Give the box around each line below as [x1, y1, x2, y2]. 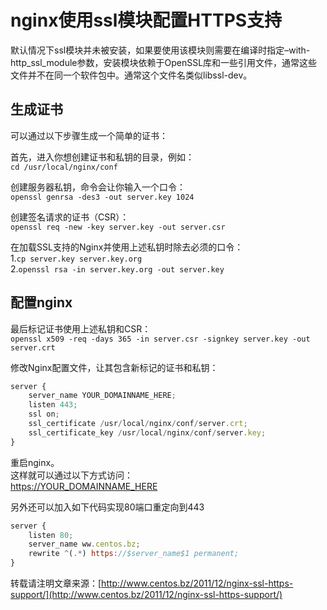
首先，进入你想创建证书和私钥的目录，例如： [10, 151, 195, 163]
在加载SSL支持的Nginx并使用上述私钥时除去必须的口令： [10, 241, 244, 253]
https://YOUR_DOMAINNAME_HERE [10, 480, 158, 492]
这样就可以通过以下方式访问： [10, 469, 133, 481]
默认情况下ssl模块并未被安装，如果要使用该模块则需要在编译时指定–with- [10, 44, 311, 56]
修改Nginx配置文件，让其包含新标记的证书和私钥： [10, 361, 219, 373]
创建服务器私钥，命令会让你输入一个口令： [10, 181, 186, 193]
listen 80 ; [28, 530, 74, 540]
